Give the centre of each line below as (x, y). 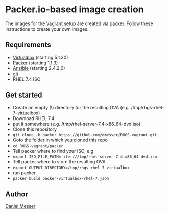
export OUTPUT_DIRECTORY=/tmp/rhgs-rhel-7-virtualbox (71, 168)
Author (17, 194)
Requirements (28, 45)
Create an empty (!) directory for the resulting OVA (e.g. (71, 107)
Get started (24, 95)
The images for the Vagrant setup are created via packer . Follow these (79, 23)
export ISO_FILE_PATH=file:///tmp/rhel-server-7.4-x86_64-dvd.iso (85, 157)
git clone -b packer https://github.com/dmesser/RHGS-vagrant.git (85, 135)
